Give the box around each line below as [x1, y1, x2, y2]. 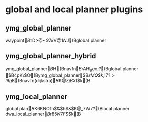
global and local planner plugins [5, 4, 143, 15]
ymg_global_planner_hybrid [5, 52, 96, 60]
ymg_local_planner [5, 93, 68, 101]
